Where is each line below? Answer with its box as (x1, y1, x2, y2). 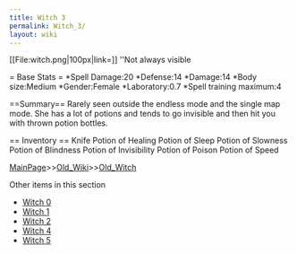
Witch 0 (21, 197, 52, 207)
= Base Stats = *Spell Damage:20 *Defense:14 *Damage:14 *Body (9, 72, 258, 83)
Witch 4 (21, 225, 52, 236)
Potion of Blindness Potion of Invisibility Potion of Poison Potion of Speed (9, 145, 279, 155)
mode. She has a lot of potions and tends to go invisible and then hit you (9, 109, 276, 119)
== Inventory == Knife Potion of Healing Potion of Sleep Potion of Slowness (9, 136, 288, 146)
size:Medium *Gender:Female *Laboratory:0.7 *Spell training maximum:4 (9, 82, 282, 92)
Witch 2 (21, 216, 52, 227)
